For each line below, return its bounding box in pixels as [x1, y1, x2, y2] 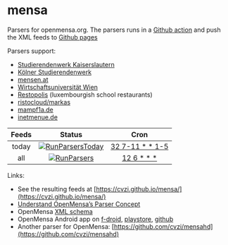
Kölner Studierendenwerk [17, 68, 92, 76]
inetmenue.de [17, 112, 58, 121]
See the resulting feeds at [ [17, 184, 96, 193]
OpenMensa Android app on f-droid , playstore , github [17, 215, 174, 223]
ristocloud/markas [17, 97, 71, 106]
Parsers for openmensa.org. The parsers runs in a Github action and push [7, 25, 222, 34]
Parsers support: [7, 47, 56, 55]
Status [59, 129, 83, 139]
